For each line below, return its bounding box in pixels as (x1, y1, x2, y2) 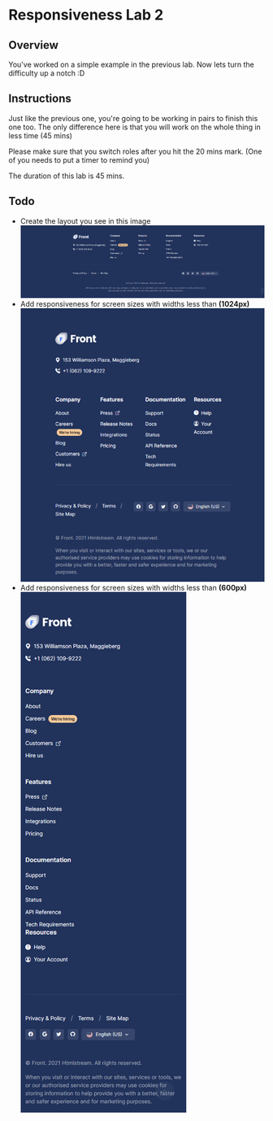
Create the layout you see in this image (19, 216, 151, 225)
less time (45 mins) (8, 130, 73, 140)
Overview (8, 38, 59, 52)
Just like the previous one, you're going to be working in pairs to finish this (8, 113, 258, 123)
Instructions (8, 92, 71, 106)
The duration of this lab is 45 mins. (8, 171, 125, 181)
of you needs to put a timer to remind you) (8, 155, 150, 164)
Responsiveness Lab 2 (8, 6, 164, 24)
